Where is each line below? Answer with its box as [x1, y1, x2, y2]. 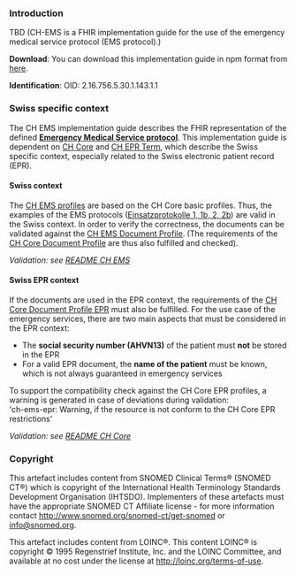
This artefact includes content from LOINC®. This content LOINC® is [9, 537, 258, 548]
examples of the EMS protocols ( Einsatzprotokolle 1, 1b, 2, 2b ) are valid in [9, 209, 276, 219]
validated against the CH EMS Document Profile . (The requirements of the [9, 228, 278, 239]
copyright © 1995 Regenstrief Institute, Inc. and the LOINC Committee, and [9, 547, 282, 557]
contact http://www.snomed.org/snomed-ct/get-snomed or [9, 510, 225, 521]
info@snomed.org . [9, 520, 77, 531]
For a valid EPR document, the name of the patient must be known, [21, 359, 268, 369]
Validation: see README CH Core [9, 431, 132, 441]
